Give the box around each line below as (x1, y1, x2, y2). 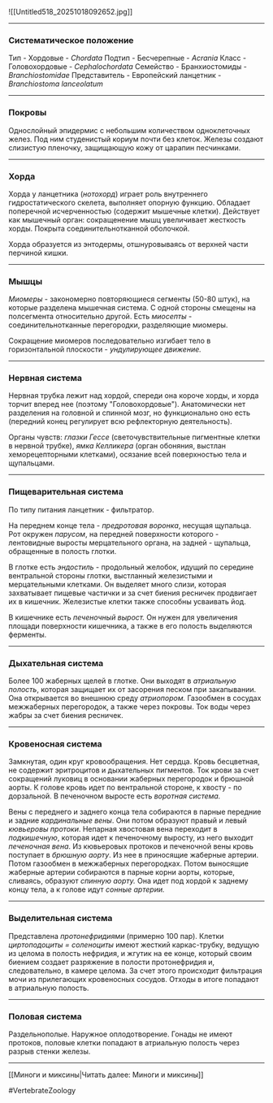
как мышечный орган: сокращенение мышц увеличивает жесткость (8, 214, 246, 224)
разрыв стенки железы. (8, 1046, 91, 1056)
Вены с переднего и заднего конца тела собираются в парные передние (8, 807, 262, 817)
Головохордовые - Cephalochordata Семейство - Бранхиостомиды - (8, 62, 248, 71)
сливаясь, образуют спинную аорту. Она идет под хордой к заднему (8, 876, 249, 886)
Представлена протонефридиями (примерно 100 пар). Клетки (8, 931, 224, 941)
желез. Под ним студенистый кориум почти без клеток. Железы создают (8, 134, 264, 144)
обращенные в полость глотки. (8, 546, 117, 556)
